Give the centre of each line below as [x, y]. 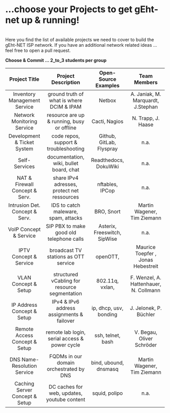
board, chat [66, 170]
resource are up [66, 115]
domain [66, 363]
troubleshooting [66, 148]
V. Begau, [146, 332]
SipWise [108, 239]
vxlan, [108, 287]
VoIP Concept [24, 229]
